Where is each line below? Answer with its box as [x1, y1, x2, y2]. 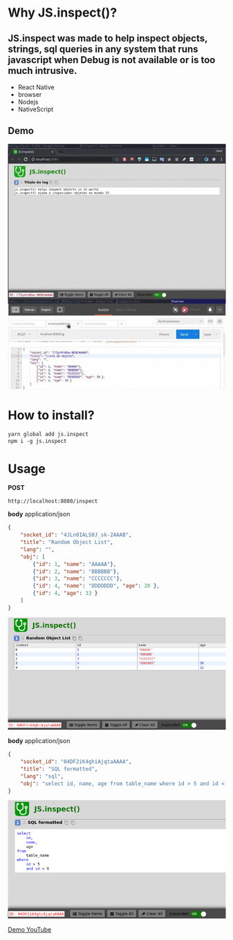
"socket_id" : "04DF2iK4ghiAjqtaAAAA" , [20, 758, 132, 765]
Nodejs [17, 98, 39, 106]
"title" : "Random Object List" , [20, 539, 113, 546]
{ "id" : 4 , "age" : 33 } [32, 590, 98, 597]
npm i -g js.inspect [8, 438, 68, 445]
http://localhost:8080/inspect [8, 498, 98, 505]
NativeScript [17, 105, 54, 113]
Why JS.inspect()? [8, 5, 118, 21]
